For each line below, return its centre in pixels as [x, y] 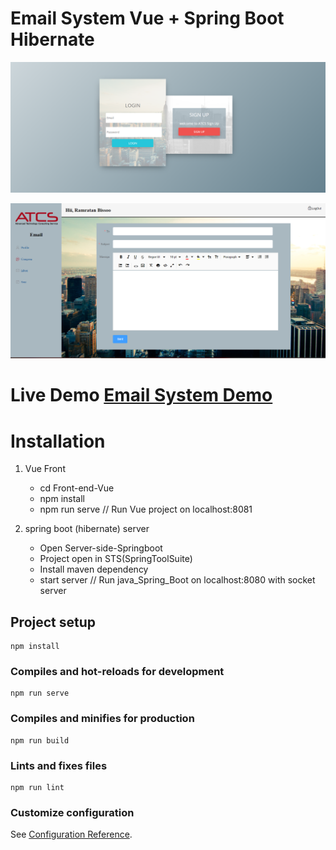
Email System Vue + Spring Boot [147, 18]
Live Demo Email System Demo [141, 395]
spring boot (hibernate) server [87, 529]
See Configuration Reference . [71, 834]
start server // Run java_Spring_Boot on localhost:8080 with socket [177, 580]
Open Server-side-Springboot [101, 548]
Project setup [53, 622]
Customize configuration [72, 812]
